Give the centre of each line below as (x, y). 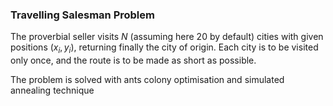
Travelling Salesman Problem (82, 15)
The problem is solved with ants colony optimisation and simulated (147, 80)
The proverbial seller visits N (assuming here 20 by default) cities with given (167, 37)
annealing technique (52, 90)
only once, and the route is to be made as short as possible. (133, 60)
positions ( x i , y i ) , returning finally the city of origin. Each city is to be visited (164, 48)
